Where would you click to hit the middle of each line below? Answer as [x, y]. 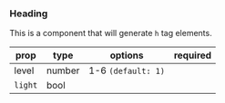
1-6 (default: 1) [127, 70]
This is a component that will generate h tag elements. [111, 33]
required [193, 55]
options [127, 55]
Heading [29, 14]
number [63, 70]
